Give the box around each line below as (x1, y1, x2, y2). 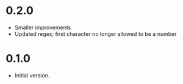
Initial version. (14, 71, 50, 79)
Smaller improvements (14, 24, 71, 31)
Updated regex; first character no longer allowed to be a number (14, 30, 177, 37)
